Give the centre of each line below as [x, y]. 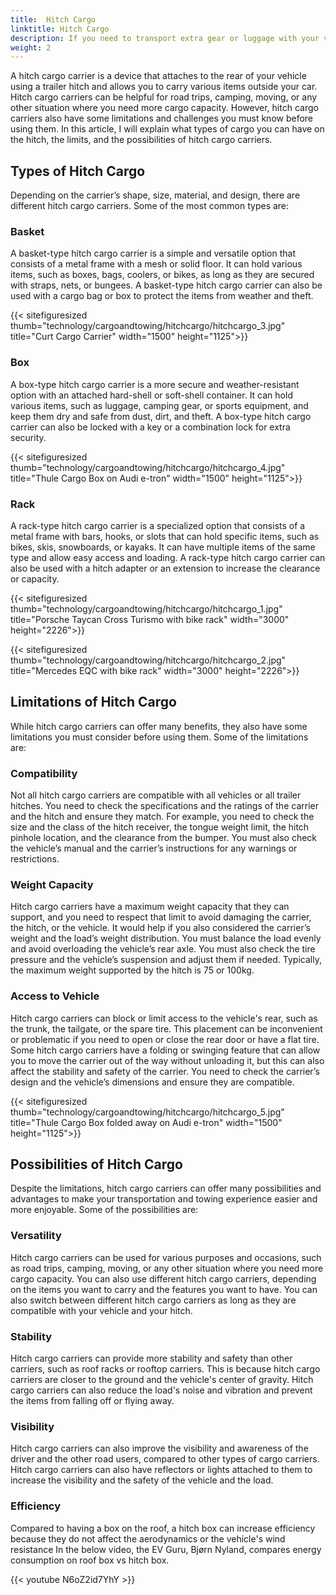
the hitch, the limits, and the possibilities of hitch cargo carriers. [141, 140]
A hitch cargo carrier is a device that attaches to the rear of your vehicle [158, 76]
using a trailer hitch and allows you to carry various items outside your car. [164, 87]
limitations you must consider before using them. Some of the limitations [159, 737]
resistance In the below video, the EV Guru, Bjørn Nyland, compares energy [166, 1549]
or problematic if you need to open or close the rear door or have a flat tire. [165, 1039]
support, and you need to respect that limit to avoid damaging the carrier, [161, 917]
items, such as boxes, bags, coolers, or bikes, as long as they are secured [162, 275]
